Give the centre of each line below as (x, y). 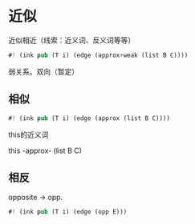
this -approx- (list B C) (45, 150)
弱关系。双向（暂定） (43, 71)
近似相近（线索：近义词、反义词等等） (71, 40)
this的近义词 (28, 134)
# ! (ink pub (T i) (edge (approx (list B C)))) (89, 118)
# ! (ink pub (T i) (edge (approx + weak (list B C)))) (98, 55)
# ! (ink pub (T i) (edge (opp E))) (68, 212)
